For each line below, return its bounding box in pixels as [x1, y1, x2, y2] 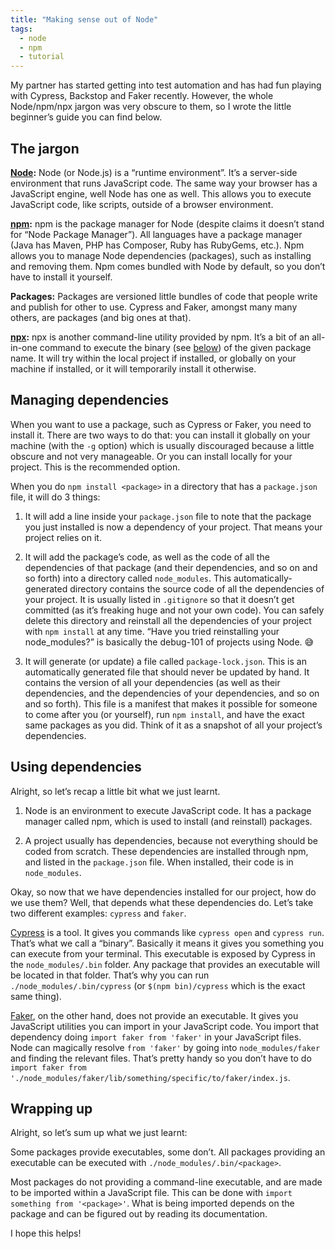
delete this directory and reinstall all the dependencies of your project [24, 614, 312, 626]
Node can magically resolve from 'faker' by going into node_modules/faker [10, 1041, 321, 1053]
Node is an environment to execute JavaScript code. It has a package [24, 804, 312, 816]
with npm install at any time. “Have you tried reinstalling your [24, 625, 280, 637]
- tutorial [19, 52, 65, 62]
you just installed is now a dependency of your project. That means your [24, 521, 323, 533]
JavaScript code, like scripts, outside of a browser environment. [10, 198, 274, 210]
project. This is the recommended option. [10, 461, 181, 473]
